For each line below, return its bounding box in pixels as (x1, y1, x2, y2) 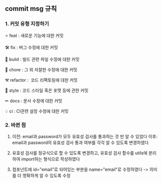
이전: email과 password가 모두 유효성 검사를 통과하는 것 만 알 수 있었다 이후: (12, 133, 158, 139)
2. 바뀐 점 (5, 122, 26, 128)
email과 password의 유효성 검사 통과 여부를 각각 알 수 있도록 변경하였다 (12, 140, 149, 145)
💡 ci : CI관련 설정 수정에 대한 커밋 (5, 108, 69, 114)
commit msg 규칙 (5, 4, 57, 13)
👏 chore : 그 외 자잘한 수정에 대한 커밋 (5, 66, 78, 72)
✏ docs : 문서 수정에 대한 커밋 (5, 98, 62, 103)
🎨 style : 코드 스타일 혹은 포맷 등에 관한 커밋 (5, 87, 89, 93)
